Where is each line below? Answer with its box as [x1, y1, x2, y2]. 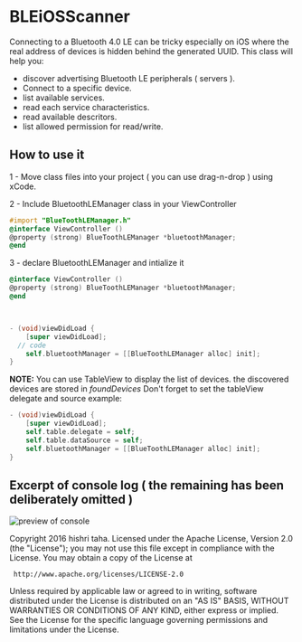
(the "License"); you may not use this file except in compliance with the [9, 543, 275, 553]
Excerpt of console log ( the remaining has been [9, 477, 285, 493]
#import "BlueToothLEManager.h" [9, 215, 131, 225]
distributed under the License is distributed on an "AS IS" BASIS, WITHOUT [9, 595, 289, 607]
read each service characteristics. [22, 101, 150, 112]
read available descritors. [22, 111, 118, 122]
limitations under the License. [9, 624, 119, 635]
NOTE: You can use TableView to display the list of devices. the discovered [9, 373, 289, 385]
